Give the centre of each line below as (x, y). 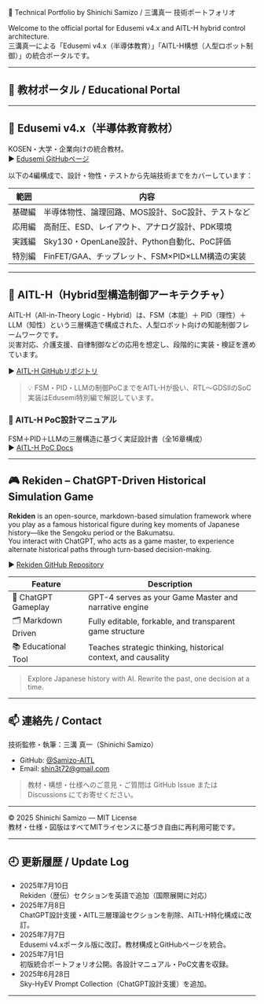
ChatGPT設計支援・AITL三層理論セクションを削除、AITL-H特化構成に (132, 915)
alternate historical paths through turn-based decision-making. (110, 549)
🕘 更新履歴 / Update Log (69, 861)
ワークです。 (42, 335)
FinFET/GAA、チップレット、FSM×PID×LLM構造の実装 (145, 256)
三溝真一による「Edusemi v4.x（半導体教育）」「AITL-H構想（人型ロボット (127, 46)
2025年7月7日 (42, 935)
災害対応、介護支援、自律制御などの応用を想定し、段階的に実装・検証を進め (132, 344)
